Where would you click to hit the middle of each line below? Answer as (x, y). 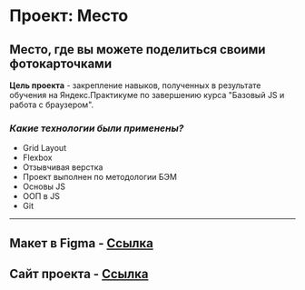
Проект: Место (69, 16)
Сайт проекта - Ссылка (79, 274)
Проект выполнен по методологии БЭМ (99, 177)
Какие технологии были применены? (97, 128)
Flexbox (37, 158)
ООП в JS (41, 196)
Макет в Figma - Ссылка (82, 243)
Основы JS (44, 186)
